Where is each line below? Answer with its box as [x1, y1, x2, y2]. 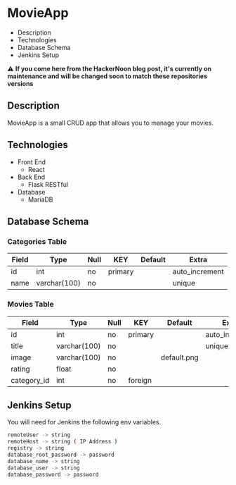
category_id [11, 375, 50, 385]
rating [11, 364, 30, 374]
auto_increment [172, 266, 224, 276]
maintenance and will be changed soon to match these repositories [7, 72, 208, 80]
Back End [17, 173, 46, 181]
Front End [17, 157, 46, 166]
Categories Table [7, 236, 67, 246]
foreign [128, 375, 152, 385]
